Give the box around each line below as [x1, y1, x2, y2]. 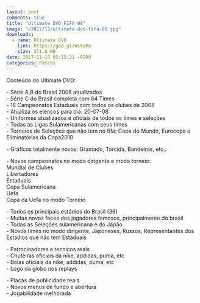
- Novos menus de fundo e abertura [6, 283, 97, 290]
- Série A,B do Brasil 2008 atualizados [6, 88, 102, 96]
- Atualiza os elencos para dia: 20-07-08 [6, 108, 109, 115]
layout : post [6, 9, 40, 15]
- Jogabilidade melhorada [6, 290, 71, 297]
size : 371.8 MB [17, 49, 56, 55]
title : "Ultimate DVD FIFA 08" [6, 20, 86, 26]
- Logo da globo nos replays [6, 265, 77, 272]
